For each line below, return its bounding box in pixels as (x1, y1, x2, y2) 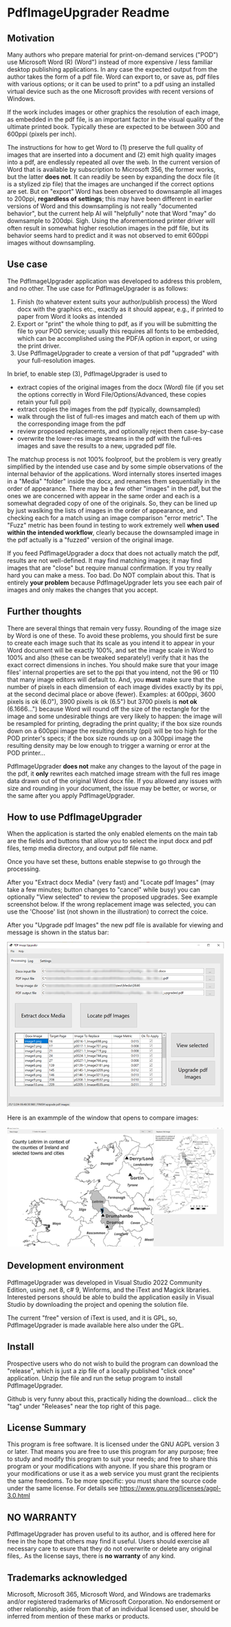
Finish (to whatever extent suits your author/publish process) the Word (16, 297, 218, 306)
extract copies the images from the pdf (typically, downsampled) (16, 405, 201, 413)
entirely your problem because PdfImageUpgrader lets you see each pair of (7, 578, 223, 586)
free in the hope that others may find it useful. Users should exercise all (7, 1537, 210, 1546)
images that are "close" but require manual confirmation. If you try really (7, 564, 212, 572)
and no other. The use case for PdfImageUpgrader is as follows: (7, 284, 188, 293)
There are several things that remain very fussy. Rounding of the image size (7, 624, 221, 632)
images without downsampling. (7, 239, 96, 246)
